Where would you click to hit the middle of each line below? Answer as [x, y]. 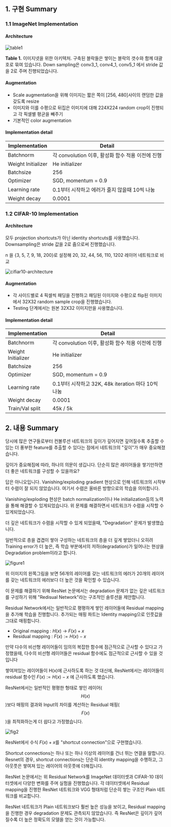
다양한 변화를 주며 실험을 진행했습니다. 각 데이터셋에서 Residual [86, 783]
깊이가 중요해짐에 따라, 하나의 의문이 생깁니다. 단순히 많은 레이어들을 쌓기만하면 [84, 465]
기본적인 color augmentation [42, 120]
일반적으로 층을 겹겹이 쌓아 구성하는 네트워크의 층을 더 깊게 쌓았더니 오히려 [79, 540]
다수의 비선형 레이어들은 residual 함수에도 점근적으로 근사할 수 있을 [91, 653]
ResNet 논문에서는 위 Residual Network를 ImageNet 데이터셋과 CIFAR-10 [80, 777]
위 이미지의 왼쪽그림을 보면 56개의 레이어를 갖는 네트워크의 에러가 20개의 [78, 574]
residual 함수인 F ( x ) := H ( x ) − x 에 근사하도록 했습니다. [60, 677]
